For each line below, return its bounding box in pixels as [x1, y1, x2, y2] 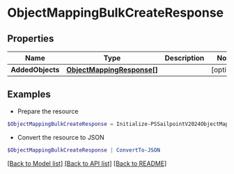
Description [164, 54, 205, 63]
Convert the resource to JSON [17, 133, 104, 141]
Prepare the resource [17, 106, 79, 116]
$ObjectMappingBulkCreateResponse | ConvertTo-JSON [7, 146, 160, 154]
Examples [7, 88, 51, 100]
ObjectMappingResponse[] [65, 65, 158, 74]
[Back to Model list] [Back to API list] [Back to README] [7, 159, 167, 168]
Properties [7, 33, 54, 45]
